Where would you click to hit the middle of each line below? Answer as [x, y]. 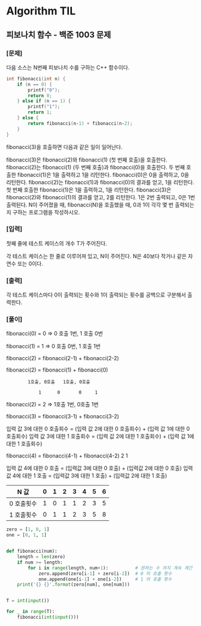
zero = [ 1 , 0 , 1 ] [28, 529]
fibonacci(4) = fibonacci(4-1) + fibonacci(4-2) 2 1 [67, 456]
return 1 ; [40, 112]
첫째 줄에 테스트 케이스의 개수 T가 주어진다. [57, 243]
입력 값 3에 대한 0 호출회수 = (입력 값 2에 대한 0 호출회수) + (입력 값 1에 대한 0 [98, 429]
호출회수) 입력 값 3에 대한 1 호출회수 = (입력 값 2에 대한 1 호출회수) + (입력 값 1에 [100, 436]
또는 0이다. [30, 263]
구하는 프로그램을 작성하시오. [46, 212]
